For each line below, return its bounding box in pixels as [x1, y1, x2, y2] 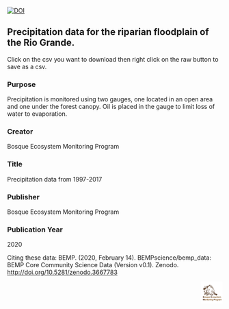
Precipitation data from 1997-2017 [7, 175, 103, 183]
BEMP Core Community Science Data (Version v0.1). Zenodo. [7, 261, 179, 269]
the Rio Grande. [7, 37, 75, 49]
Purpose [7, 79, 36, 89]
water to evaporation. [7, 110, 68, 118]
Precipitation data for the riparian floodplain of [7, 26, 210, 38]
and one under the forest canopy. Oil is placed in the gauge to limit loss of [7, 103, 215, 111]
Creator [7, 127, 33, 136]
